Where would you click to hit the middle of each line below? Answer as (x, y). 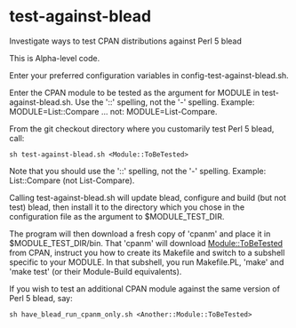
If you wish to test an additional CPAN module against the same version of (144, 288)
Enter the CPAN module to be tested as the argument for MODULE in (135, 92)
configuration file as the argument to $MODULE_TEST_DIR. (117, 216)
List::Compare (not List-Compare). (72, 180)
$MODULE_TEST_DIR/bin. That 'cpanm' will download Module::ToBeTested (146, 243)
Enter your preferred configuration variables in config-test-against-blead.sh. (149, 75)
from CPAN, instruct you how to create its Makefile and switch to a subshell (147, 252)
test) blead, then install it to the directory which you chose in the (127, 207)
